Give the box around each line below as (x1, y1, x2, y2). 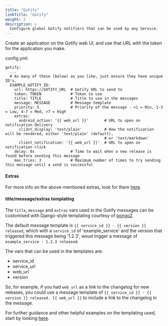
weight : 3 (5, 17, 26, 22)
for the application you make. (5, 45, 66, 52)
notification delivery (5, 122, 53, 128)
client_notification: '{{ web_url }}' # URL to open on (18, 140, 141, 146)
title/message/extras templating (5, 196, 74, 202)
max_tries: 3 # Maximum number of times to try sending (14, 158, 161, 163)
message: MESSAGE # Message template (14, 101, 112, 106)
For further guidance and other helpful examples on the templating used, (5, 309, 156, 316)
